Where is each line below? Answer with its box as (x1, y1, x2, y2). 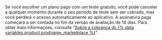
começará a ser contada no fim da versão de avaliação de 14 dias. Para (5, 19, 147, 25)
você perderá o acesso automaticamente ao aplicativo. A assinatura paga (5, 14, 151, 20)
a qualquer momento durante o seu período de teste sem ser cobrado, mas (5, 9, 155, 15)
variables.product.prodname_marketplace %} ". (5, 30, 99, 35)
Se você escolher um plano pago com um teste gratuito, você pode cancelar (5, 4, 158, 10)
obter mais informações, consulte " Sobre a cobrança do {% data (5, 25, 134, 30)
